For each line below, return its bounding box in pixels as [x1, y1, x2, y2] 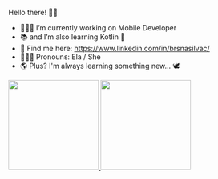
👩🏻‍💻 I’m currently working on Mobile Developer [19, 23, 177, 32]
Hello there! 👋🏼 [8, 8, 59, 17]
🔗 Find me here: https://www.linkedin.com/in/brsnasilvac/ [19, 44, 210, 53]
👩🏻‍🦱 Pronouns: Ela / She [19, 52, 102, 62]
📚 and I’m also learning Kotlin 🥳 [19, 32, 126, 42]
